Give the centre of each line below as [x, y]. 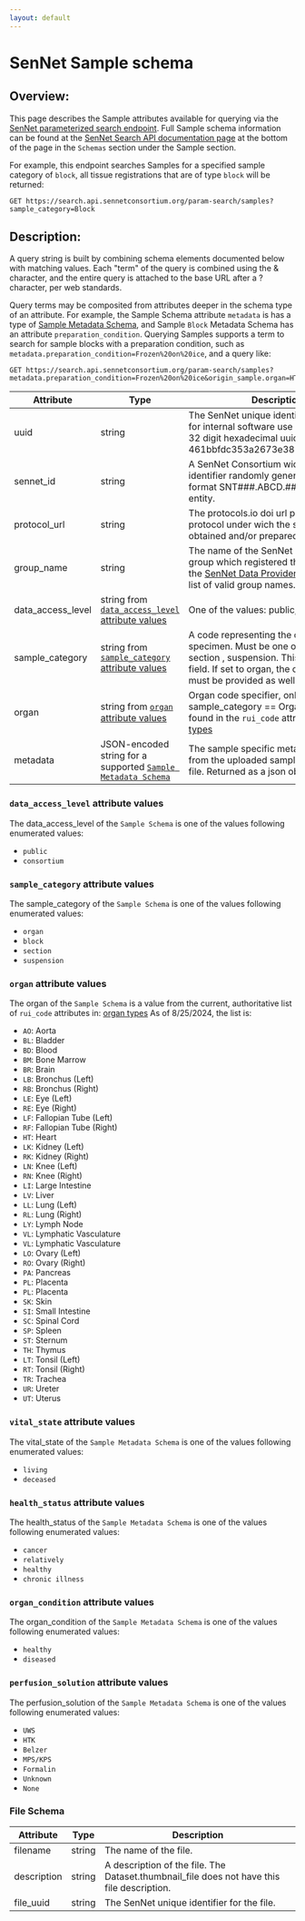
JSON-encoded [135, 745]
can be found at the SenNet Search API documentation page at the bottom [149, 137]
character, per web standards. [66, 288]
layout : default [40, 18]
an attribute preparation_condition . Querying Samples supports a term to [147, 334]
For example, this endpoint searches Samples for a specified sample [138, 165]
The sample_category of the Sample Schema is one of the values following [145, 904]
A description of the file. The [165, 1865]
